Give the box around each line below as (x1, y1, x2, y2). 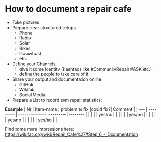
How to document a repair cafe (5, 3, 132, 15)
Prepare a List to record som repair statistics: (12, 97, 102, 103)
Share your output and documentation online (12, 76, 102, 82)
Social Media (19, 91, 46, 98)
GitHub (19, 81, 34, 87)
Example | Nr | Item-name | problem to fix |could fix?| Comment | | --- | (5, 106, 148, 112)
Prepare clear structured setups (12, 24, 76, 30)
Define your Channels (12, 61, 56, 67)
